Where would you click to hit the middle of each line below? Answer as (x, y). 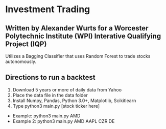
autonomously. (21, 61)
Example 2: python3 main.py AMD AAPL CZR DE (64, 121)
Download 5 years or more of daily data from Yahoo (67, 89)
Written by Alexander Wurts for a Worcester (77, 28)
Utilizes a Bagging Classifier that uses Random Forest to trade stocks (78, 56)
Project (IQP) (26, 44)
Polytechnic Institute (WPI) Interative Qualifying (83, 36)
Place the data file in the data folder (50, 95)
